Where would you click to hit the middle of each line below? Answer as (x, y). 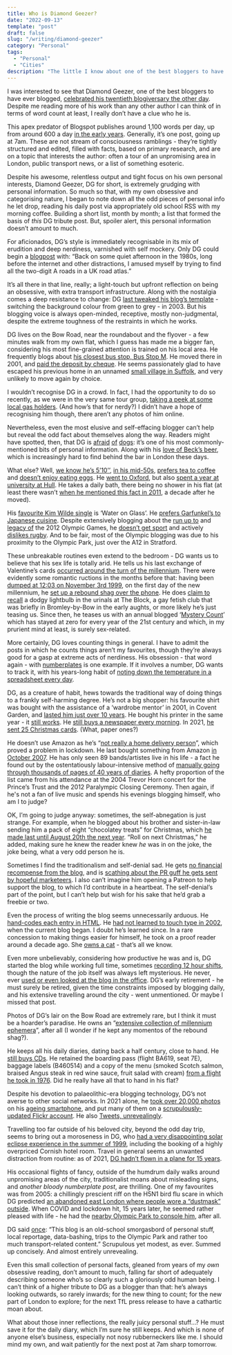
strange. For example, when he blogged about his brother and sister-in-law (114, 822)
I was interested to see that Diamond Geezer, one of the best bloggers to (110, 91)
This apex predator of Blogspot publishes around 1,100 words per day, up (111, 127)
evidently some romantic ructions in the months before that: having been (110, 577)
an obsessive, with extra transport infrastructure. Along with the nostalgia (112, 292)
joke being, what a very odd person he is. (66, 852)
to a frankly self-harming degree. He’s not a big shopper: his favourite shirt (113, 700)
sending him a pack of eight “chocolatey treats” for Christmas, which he (109, 830)
